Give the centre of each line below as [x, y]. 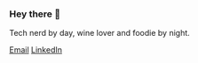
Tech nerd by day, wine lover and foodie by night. [100, 33]
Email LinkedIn [36, 50]
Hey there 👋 [35, 14]
